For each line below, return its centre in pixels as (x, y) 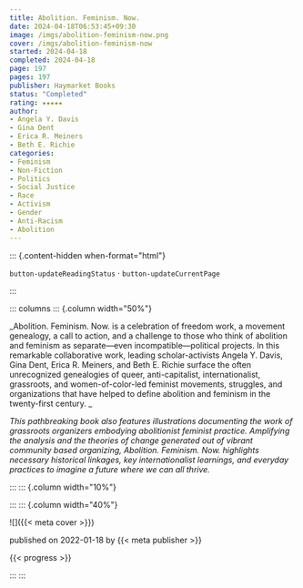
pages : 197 (30, 77)
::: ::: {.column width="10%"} (63, 487)
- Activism (30, 204)
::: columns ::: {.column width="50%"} (81, 308)
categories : (32, 153)
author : (24, 111)
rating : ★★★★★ (36, 102)
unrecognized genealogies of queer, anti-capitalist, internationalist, (135, 374)
